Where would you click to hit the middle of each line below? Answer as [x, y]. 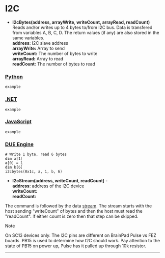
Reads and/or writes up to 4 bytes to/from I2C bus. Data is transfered [82, 27]
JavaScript [18, 122]
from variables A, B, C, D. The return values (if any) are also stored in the [86, 32]
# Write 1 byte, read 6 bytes [36, 155]
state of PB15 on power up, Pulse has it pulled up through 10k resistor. [76, 246]
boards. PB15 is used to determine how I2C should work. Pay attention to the [83, 241]
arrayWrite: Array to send [39, 48]
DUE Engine [19, 144]
